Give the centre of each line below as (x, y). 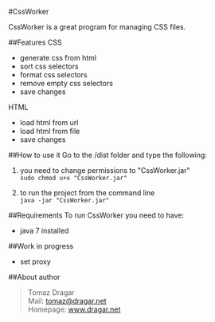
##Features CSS (35, 42)
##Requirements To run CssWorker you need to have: (96, 215)
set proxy (35, 261)
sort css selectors (49, 66)
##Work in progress (41, 246)
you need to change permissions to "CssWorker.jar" (105, 170)
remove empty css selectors (66, 83)
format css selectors (53, 75)
